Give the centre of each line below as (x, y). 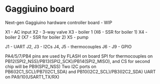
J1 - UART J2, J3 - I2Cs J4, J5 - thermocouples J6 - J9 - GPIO (69, 46)
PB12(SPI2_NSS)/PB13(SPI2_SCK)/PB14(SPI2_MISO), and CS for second (78, 61)
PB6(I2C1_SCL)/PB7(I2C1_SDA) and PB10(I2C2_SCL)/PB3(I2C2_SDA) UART (80, 71)
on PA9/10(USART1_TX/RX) (32, 77)
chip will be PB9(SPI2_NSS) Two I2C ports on (51, 66)
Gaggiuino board (40, 9)
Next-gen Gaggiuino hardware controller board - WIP (59, 22)
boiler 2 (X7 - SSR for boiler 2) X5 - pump (47, 37)
